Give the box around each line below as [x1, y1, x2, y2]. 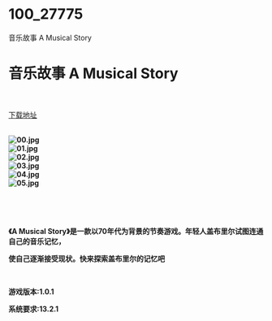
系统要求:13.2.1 [8, 304, 59, 314]
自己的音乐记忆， [8, 236, 66, 246]
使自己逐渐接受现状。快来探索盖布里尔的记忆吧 [8, 254, 165, 263]
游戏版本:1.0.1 [8, 286, 54, 297]
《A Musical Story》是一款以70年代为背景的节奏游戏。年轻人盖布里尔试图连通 [8, 226, 264, 236]
